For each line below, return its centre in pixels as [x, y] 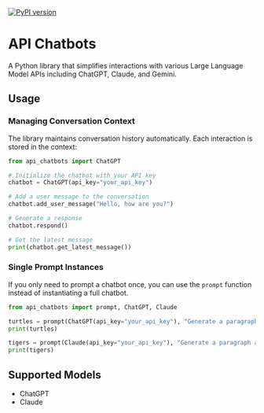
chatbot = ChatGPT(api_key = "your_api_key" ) [81, 183]
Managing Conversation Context [72, 121]
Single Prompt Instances [56, 267]
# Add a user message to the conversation [79, 197]
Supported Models [55, 375]
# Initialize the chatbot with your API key [82, 175]
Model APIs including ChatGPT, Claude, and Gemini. [92, 74]
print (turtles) [33, 329]
